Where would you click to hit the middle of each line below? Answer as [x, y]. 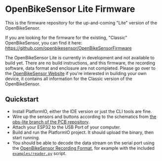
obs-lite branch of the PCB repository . [51, 121]
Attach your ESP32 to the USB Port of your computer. [66, 127]
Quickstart [22, 100]
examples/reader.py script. [39, 153]
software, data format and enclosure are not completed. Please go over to [80, 68]
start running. [26, 137]
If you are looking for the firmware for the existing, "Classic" [66, 38]
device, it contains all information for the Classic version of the [69, 79]
